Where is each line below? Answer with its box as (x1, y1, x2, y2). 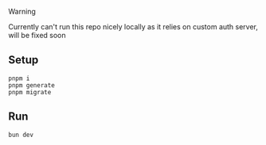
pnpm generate (8, 81, 56, 90)
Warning (8, 7, 36, 16)
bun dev (8, 131, 34, 139)
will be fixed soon (8, 31, 66, 40)
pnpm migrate (8, 88, 52, 96)
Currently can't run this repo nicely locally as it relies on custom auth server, (8, 22, 259, 31)
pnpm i (8, 74, 30, 82)
